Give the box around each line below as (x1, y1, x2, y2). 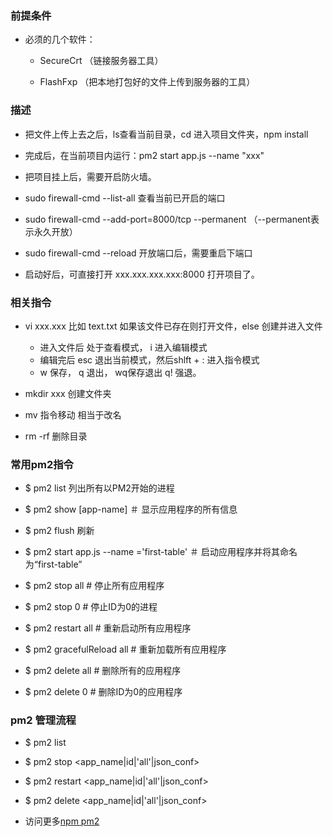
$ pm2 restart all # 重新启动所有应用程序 (24, 622, 192, 634)
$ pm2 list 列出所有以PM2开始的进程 (24, 482, 175, 494)
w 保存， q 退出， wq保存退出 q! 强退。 (39, 366, 202, 378)
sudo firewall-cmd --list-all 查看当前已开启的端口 (24, 192, 226, 204)
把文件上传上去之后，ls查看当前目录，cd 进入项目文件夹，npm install (24, 128, 309, 140)
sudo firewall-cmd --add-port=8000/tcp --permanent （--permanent (24, 213, 311, 225)
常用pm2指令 (10, 457, 74, 471)
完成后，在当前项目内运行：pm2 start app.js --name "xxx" (24, 149, 265, 161)
